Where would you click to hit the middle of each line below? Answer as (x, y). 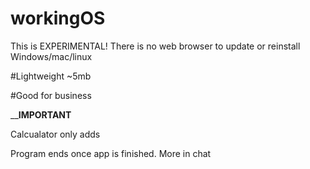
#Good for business (51, 95)
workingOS (58, 18)
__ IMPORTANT (41, 114)
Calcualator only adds (55, 134)
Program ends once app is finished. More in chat (111, 153)
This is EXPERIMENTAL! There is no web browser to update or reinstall (155, 46)
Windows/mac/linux (51, 56)
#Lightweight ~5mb (51, 76)
